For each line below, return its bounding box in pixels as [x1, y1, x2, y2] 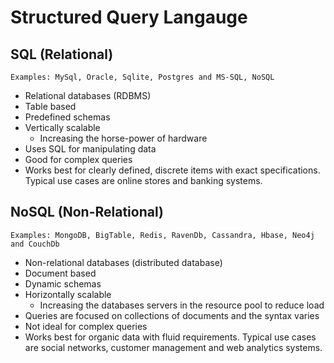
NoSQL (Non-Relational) [10, 204, 164, 221]
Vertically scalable [24, 122, 101, 133]
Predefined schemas [24, 111, 111, 123]
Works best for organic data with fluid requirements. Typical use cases [24, 331, 317, 343]
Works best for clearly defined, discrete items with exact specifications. [24, 164, 321, 176]
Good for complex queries [24, 154, 133, 165]
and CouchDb [10, 239, 60, 249]
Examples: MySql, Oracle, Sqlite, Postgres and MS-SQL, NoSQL [10, 72, 275, 82]
